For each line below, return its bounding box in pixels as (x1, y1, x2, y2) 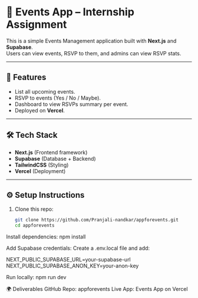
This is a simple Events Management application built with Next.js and (6, 37, 177, 44)
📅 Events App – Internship (6, 5, 134, 19)
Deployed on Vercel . (14, 107, 65, 114)
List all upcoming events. (14, 88, 75, 95)
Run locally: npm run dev (6, 274, 67, 281)
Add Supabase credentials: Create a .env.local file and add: (6, 244, 150, 252)
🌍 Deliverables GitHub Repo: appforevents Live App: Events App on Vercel (6, 286, 188, 293)
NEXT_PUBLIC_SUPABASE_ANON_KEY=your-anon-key (6, 262, 139, 270)
